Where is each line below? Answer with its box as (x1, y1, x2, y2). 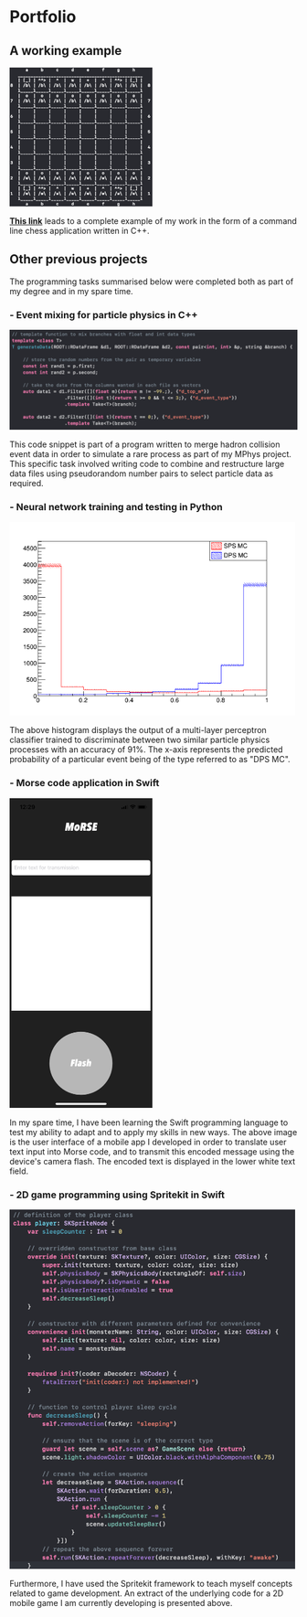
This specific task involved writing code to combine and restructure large (9, 459, 285, 470)
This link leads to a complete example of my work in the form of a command (9, 215, 297, 226)
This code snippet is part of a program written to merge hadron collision (9, 439, 281, 450)
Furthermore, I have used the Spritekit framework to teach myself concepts (9, 1578, 293, 1589)
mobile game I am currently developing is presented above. (9, 1597, 233, 1608)
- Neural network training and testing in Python (9, 501, 223, 514)
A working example (9, 43, 122, 59)
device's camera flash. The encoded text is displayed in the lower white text (9, 1156, 296, 1167)
